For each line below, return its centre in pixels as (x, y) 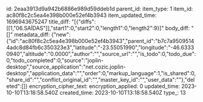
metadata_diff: (32, 35)
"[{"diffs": (84, 22)
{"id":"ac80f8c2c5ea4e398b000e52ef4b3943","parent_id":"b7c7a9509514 (100, 41)
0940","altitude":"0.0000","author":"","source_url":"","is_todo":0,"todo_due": (101, 54)
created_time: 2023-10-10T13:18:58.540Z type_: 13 (123, 93)
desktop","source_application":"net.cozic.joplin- (66, 67)
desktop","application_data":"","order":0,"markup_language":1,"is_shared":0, (101, 73)
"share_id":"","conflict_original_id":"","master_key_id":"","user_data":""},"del (101, 80)
